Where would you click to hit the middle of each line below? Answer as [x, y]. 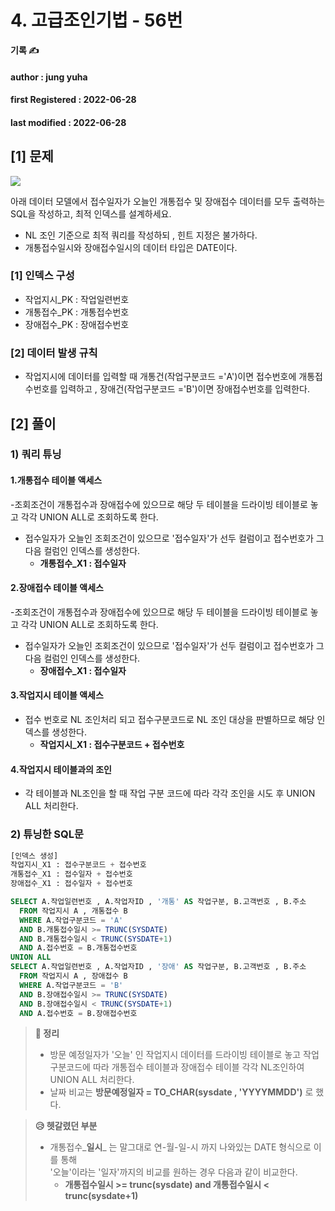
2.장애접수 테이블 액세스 [57, 588]
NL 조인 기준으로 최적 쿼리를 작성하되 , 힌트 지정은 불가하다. [141, 235]
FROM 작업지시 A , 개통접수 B [73, 911]
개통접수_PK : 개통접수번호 [77, 312]
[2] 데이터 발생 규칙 [54, 353]
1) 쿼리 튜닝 [36, 454]
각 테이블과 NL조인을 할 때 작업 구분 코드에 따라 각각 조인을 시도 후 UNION [170, 793]
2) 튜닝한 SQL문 [47, 834]
